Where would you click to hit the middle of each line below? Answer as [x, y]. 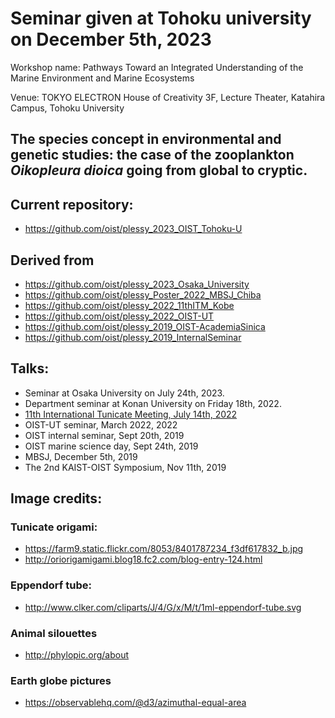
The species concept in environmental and [146, 139]
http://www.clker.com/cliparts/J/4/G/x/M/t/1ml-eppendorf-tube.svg [163, 607]
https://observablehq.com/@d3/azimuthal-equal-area [135, 703]
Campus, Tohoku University [67, 108]
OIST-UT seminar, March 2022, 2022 [101, 424]
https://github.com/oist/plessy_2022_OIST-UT [119, 316]
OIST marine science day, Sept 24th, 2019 [111, 446]
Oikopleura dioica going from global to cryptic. [159, 170]
